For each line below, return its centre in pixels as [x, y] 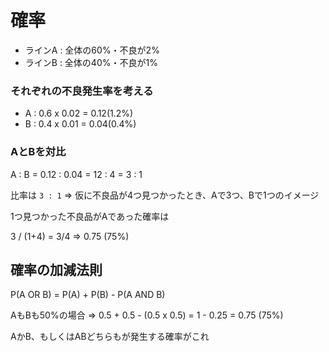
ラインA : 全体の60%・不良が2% [92, 50]
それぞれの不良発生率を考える [82, 91]
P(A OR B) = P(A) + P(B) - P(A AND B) [88, 295]
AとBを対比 [38, 152]
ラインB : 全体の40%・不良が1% [91, 62]
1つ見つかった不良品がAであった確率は [90, 216]
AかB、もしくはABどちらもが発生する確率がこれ [110, 337]
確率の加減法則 [56, 269]
